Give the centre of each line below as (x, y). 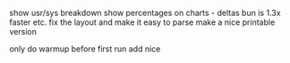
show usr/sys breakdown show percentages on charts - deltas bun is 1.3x (145, 13)
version (23, 31)
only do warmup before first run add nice (85, 49)
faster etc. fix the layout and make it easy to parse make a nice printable (142, 22)
